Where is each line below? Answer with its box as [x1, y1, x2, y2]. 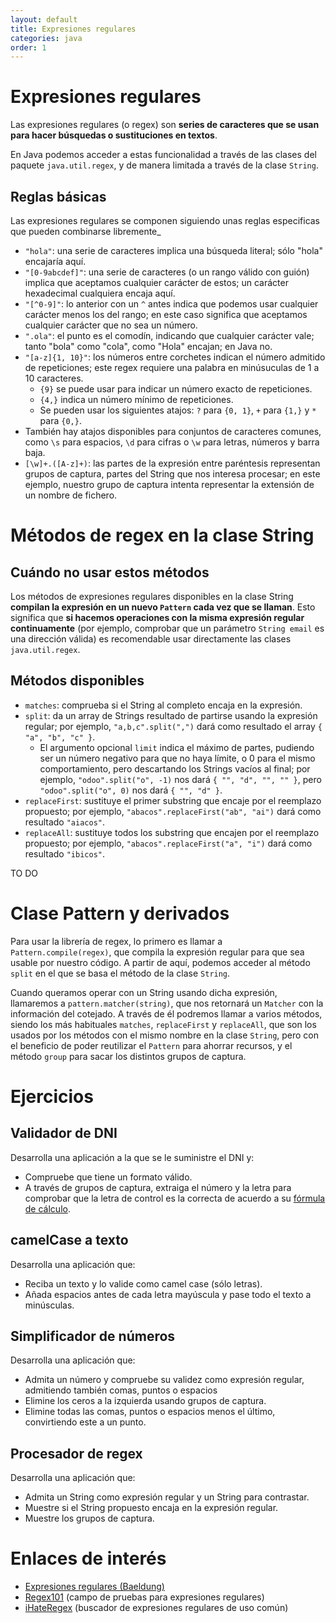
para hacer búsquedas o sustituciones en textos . [10, 129, 218, 141]
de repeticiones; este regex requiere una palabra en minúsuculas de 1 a [24, 362, 320, 373]
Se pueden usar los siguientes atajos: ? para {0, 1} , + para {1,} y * [39, 404, 317, 416]
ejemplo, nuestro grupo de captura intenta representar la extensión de [24, 479, 315, 490]
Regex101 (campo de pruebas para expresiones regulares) [24, 1591, 265, 1603]
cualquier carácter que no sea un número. [24, 319, 198, 331]
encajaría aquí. [24, 256, 87, 267]
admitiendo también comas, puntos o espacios [24, 1384, 218, 1396]
